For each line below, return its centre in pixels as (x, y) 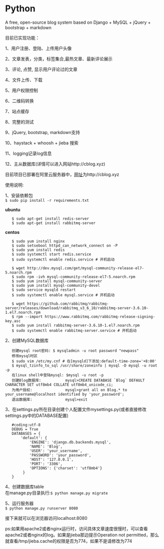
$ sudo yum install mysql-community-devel (56, 285)
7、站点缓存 (17, 111)
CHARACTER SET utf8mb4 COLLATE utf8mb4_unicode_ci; (59, 385)
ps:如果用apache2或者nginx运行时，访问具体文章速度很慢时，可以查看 (77, 528)
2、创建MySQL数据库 (27, 340)
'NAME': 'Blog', (46, 446)
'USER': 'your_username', (56, 451)
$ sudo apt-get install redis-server (50, 219)
